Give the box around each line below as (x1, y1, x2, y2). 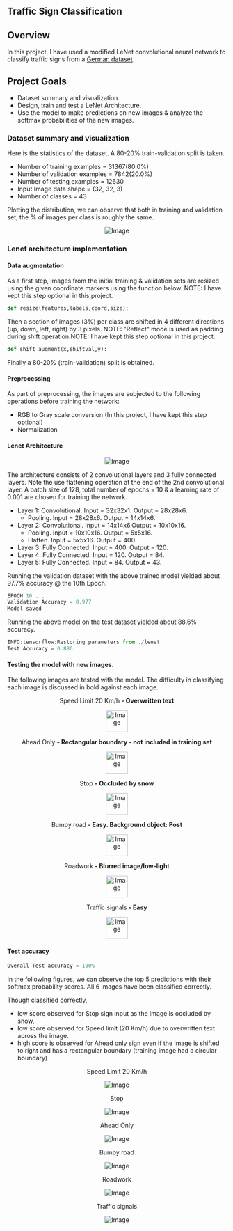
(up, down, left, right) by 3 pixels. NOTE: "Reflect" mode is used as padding (7, 325, 224, 334)
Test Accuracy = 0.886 (7, 645, 73, 652)
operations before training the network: (7, 397, 120, 406)
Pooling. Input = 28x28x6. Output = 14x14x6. (27, 513, 156, 522)
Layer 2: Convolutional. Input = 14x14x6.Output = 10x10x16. (17, 521, 186, 529)
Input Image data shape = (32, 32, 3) (17, 185, 123, 194)
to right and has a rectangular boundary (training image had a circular (17, 1046, 217, 1055)
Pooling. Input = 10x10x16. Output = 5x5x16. (27, 528, 153, 537)
